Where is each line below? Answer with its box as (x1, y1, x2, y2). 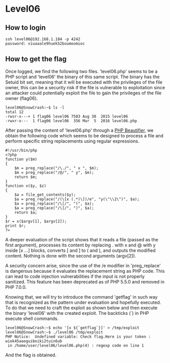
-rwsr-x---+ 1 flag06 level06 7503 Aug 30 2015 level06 (5, 114, 128, 119)
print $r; (5, 223, 26, 228)
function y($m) (5, 157, 38, 162)
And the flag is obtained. (5, 352, 57, 358)
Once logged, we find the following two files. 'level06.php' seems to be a (5, 68, 158, 74)
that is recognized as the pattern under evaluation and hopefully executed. (5, 299, 161, 305)
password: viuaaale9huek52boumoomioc (5, 41, 85, 46)
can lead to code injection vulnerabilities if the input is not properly (5, 273, 145, 279)
